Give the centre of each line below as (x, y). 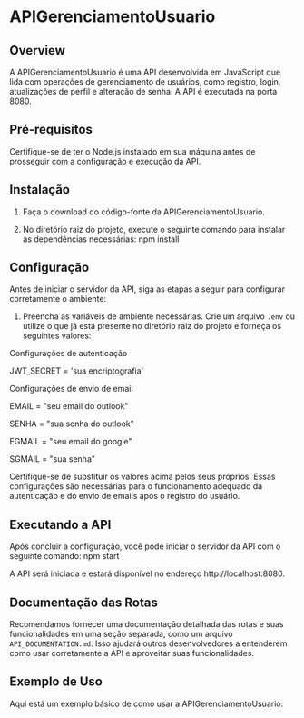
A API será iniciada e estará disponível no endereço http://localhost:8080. (147, 573)
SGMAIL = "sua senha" (53, 459)
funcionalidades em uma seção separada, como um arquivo (121, 634)
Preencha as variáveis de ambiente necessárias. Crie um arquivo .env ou (159, 316)
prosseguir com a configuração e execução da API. (105, 161)
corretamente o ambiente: (58, 299)
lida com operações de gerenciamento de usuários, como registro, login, (145, 82)
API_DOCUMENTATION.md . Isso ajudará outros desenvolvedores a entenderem (148, 643)
